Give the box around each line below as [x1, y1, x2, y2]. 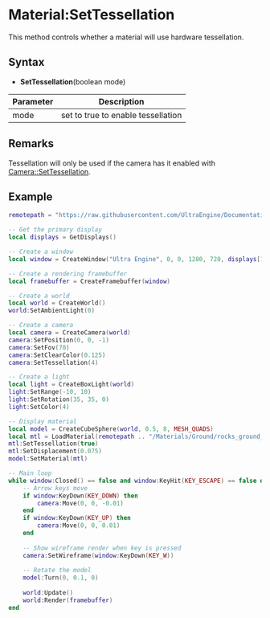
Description [98, 96, 145, 107]
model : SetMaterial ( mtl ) [8, 455, 88, 463]
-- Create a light [8, 373, 70, 381]
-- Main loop [8, 469, 52, 477]
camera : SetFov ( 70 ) [8, 343, 70, 351]
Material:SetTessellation [8, 6, 175, 24]
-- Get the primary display [8, 226, 103, 234]
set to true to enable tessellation [60, 109, 182, 121]
